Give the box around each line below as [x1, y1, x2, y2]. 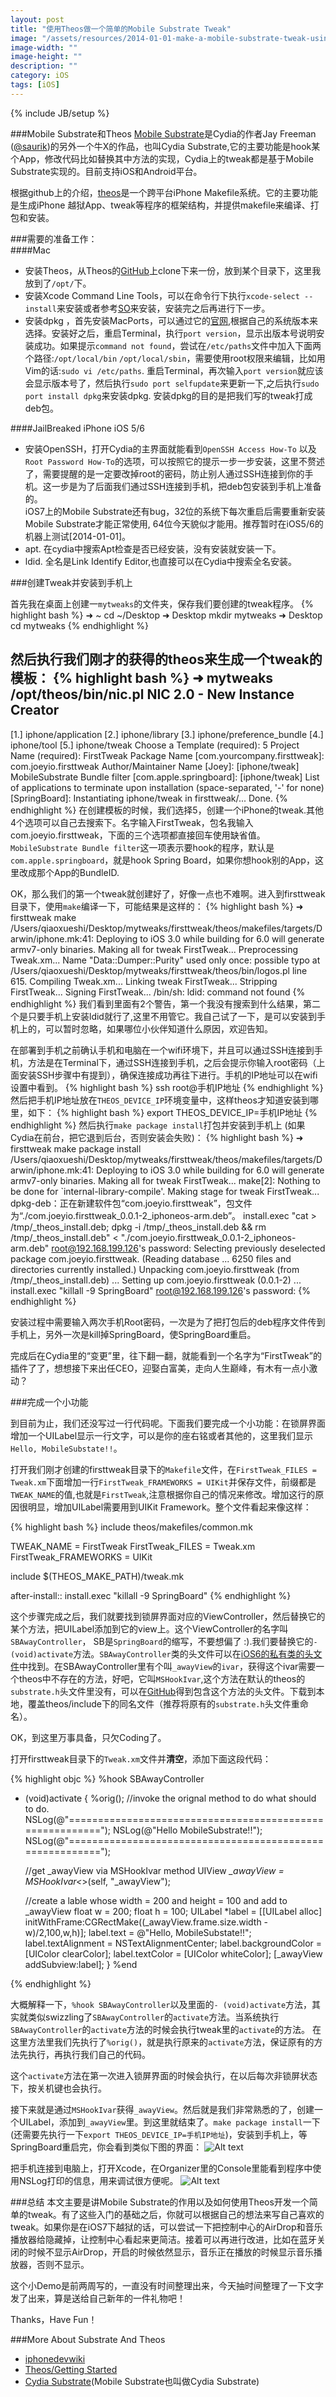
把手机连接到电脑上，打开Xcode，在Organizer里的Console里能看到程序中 [10, 2162, 313, 2174]
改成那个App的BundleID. [18, 866, 120, 878]
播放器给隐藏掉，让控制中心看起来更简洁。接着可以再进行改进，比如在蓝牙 [10, 2233, 317, 2245]
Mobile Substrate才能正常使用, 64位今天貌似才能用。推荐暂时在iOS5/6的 [24, 517, 324, 530]
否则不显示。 [36, 2258, 90, 2270]
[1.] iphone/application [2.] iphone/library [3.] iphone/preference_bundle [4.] [10, 728, 324, 740]
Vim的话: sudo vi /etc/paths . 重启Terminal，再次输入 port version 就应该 [24, 364, 324, 376]
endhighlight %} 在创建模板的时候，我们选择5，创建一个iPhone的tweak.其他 [10, 804, 324, 816]
